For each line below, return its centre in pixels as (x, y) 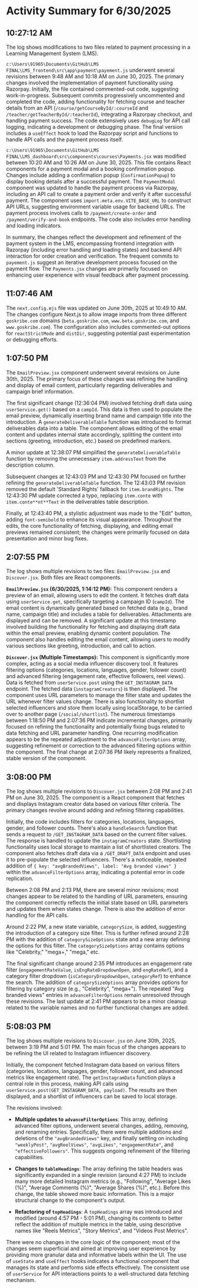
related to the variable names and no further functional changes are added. (98, 1008)
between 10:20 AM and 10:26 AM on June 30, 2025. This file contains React (98, 162)
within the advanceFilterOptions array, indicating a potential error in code (95, 872)
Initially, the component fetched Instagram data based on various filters (93, 1065)
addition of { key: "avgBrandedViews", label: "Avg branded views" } (92, 866)
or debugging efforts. (32, 339)
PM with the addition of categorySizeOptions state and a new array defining (98, 939)
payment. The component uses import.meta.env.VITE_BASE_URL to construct (98, 200)
